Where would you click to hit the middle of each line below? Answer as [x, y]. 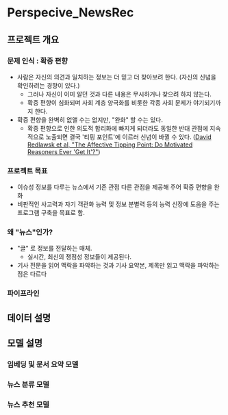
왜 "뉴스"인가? [30, 232]
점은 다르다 [32, 274]
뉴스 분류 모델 [28, 385]
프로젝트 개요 [33, 39]
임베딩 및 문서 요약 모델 [43, 364]
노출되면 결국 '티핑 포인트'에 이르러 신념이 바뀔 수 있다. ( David [128, 137]
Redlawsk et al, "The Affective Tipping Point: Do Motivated [110, 144]
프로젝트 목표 [27, 171]
